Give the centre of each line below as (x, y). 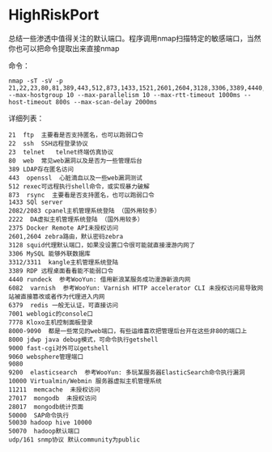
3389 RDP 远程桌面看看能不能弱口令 (61, 271)
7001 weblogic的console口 (51, 314)
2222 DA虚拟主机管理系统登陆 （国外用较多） (76, 219)
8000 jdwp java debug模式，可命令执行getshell (83, 340)
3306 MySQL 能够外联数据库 (49, 253)
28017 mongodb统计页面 (46, 407)
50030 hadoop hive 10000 (50, 422)
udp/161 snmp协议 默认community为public (74, 439)
